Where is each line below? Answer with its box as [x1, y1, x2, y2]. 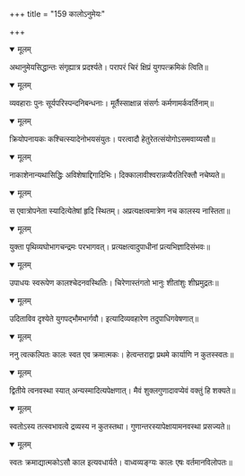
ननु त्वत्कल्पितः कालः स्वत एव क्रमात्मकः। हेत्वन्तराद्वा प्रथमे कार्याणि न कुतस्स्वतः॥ [9, 349, 234, 359]
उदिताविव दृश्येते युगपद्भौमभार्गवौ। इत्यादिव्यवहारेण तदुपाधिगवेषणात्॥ [9, 313, 199, 323]
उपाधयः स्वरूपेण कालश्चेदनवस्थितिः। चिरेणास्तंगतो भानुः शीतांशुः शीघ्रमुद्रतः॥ [9, 278, 219, 287]
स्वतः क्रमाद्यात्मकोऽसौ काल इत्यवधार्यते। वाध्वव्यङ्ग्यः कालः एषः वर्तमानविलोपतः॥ [9, 457, 233, 467]
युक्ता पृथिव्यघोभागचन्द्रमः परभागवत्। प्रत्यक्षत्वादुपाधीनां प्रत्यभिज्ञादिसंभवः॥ [9, 242, 211, 251]
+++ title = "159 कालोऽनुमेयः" [9, 9, 106, 19]
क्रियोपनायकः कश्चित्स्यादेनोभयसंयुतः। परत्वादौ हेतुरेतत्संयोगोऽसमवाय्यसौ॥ [9, 134, 215, 144]
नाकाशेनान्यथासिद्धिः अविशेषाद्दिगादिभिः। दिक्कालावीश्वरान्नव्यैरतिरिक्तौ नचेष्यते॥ [9, 170, 225, 180]
